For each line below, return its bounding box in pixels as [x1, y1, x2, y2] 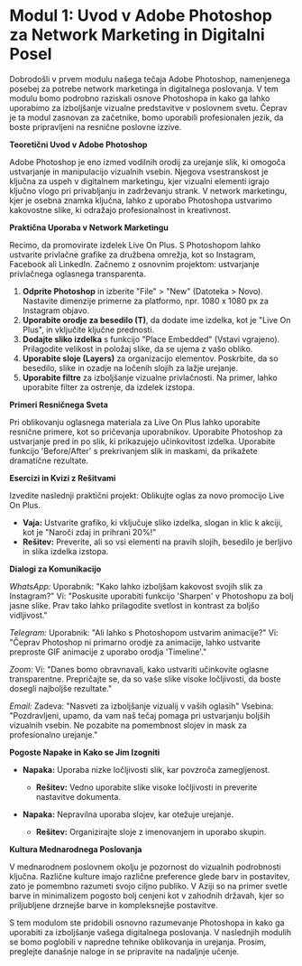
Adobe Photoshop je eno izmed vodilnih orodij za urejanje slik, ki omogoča [9, 156, 286, 167]
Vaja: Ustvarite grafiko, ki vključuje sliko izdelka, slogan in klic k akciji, [22, 516, 283, 528]
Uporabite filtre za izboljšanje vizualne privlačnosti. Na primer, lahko [22, 372, 278, 383]
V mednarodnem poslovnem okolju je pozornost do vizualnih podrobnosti [9, 861, 282, 872]
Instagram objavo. [22, 304, 90, 316]
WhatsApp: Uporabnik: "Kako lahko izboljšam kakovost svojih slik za [9, 581, 263, 591]
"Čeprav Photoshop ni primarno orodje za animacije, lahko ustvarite [9, 636, 261, 647]
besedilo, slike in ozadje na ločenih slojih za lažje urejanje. [22, 362, 239, 373]
